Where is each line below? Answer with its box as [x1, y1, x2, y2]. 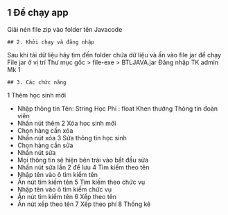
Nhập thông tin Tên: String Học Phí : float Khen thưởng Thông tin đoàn [17, 104, 218, 113]
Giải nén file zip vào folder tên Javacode [7, 25, 123, 33]
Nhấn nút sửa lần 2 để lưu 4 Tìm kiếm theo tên [17, 163, 150, 171]
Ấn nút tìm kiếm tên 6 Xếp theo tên [17, 192, 116, 200]
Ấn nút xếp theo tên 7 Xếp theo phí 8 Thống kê [17, 200, 151, 208]
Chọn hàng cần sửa [17, 141, 73, 149]
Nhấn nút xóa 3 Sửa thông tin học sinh [17, 133, 127, 142]
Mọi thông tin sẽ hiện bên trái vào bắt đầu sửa [17, 156, 149, 164]
